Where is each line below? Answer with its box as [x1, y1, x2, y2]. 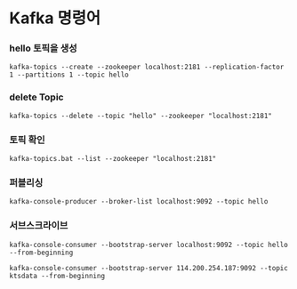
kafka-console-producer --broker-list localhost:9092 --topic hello [9, 197, 269, 206]
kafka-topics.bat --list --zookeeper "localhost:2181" [9, 155, 217, 164]
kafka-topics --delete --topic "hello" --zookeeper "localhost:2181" [9, 111, 273, 120]
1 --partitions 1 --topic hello [9, 70, 129, 80]
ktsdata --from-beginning [9, 271, 105, 280]
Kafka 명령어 [9, 8, 100, 28]
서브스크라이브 [9, 220, 68, 232]
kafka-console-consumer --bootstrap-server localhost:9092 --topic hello [9, 240, 289, 249]
